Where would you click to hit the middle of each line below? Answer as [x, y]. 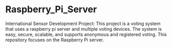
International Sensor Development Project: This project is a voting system [83, 23]
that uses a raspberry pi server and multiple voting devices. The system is [84, 29]
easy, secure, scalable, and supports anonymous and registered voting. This [86, 34]
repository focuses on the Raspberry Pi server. [55, 40]
